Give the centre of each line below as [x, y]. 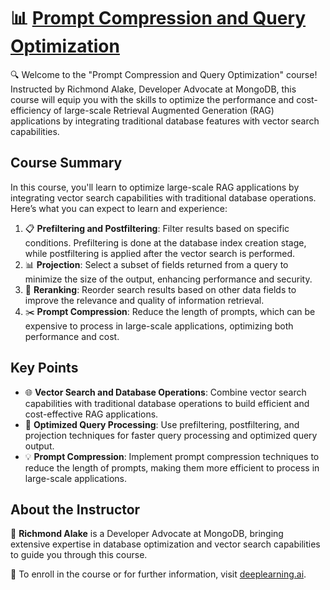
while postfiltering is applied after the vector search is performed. [160, 253]
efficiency [31, 110]
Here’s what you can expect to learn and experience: [119, 208]
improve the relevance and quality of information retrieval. [144, 300]
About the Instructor [75, 509]
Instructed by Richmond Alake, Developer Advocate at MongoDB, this [153, 89]
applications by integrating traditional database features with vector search [165, 121]
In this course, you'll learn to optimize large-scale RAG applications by [155, 187]
